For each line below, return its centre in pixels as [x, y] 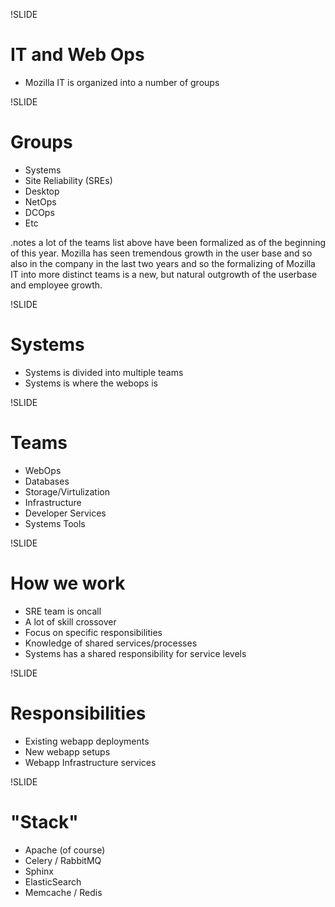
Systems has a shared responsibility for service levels [135, 653]
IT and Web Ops [77, 55]
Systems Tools [55, 523]
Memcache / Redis [63, 892]
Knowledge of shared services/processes [111, 643]
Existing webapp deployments [87, 741]
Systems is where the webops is [91, 383]
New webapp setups [67, 751]
